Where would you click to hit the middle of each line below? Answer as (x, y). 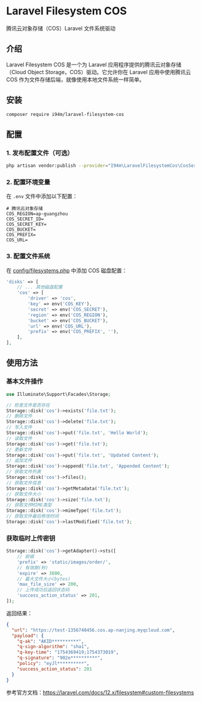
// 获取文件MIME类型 (29, 505)
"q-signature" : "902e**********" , (60, 658)
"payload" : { (28, 636)
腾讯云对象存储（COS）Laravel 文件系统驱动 (61, 28)
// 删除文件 (19, 416)
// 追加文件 (19, 461)
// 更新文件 (19, 450)
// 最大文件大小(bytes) (44, 579)
